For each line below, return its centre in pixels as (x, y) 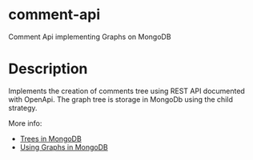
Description (48, 69)
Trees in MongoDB (50, 139)
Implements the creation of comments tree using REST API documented (127, 91)
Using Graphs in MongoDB (64, 147)
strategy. (23, 107)
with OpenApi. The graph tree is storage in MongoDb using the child (121, 99)
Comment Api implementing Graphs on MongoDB (90, 37)
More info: (25, 123)
